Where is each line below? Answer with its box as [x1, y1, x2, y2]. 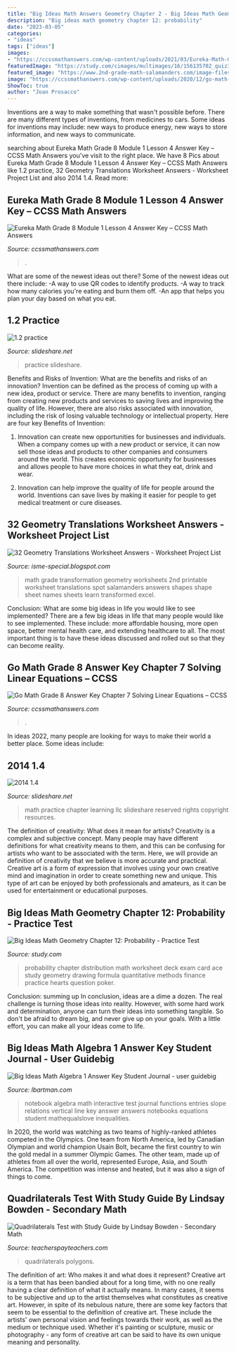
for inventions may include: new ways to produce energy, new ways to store [7, 123, 228, 131]
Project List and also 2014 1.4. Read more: [7, 173, 129, 183]
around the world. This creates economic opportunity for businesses [17, 454, 216, 463]
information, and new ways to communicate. [7, 131, 136, 139]
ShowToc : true [7, 82, 49, 89]
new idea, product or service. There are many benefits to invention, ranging [7, 389, 226, 397]
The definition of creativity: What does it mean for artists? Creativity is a [7, 826, 216, 836]
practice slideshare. [24, 360, 82, 369]
